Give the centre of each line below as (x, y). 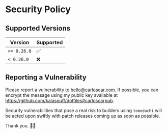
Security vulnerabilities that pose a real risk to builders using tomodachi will (83, 110)
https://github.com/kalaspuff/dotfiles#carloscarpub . (60, 100)
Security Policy (38, 9)
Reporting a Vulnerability (46, 77)
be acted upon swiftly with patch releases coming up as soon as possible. (83, 116)
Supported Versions (38, 28)
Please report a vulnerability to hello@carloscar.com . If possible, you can (82, 90)
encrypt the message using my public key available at (62, 95)
